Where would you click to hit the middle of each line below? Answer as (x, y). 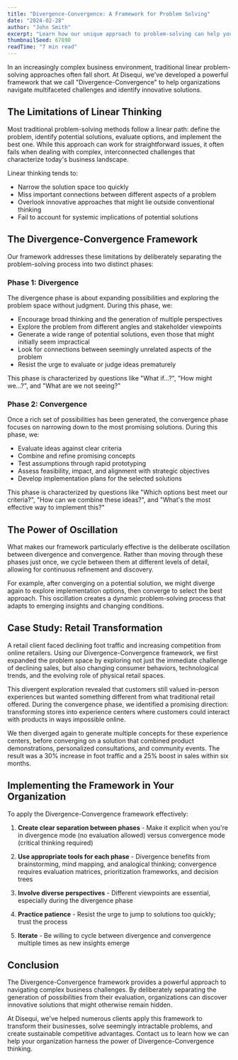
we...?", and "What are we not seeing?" (64, 386)
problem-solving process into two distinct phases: (80, 264)
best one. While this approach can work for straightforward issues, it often (116, 144)
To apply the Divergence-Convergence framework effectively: (98, 814)
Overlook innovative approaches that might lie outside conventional (116, 202)
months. (19, 763)
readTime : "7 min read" (42, 47)
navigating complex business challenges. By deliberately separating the (112, 990)
